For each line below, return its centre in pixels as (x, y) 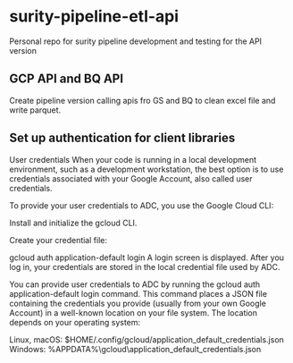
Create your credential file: (58, 240)
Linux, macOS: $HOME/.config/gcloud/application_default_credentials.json (146, 339)
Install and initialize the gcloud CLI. (73, 223)
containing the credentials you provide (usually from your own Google (138, 303)
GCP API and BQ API (66, 79)
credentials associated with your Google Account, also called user (131, 178)
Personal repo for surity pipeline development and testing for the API (135, 41)
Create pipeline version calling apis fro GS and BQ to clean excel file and (142, 100)
